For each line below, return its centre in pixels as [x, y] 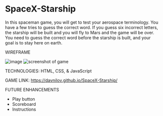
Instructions [24, 109]
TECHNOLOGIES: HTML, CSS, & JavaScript [48, 71]
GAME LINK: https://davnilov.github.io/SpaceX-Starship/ [61, 80]
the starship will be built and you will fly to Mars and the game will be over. [80, 32]
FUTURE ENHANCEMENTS [32, 89]
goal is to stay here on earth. [34, 43]
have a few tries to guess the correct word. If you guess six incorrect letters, [81, 27]
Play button [24, 99]
